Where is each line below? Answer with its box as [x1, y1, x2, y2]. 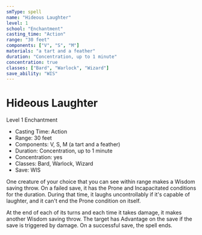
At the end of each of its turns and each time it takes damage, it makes [6, 209, 182, 216]
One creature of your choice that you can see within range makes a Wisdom [6, 178, 195, 186]
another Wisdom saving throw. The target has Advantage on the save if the [6, 215, 192, 223]
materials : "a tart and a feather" [6, 48, 96, 54]
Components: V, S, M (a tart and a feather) [14, 141, 121, 148]
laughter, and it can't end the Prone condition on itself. [6, 197, 141, 205]
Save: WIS [14, 166, 41, 174]
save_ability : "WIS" [6, 70, 58, 77]
